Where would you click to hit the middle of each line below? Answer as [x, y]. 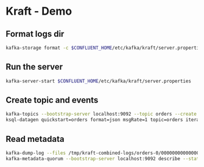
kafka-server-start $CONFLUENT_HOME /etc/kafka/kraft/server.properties [98, 81]
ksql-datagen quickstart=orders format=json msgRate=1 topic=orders [94, 120]
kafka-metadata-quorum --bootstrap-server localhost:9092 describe [93, 158]
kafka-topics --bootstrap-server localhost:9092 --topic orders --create [101, 114]
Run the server [34, 67]
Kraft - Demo [39, 11]
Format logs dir [35, 34]
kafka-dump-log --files [36, 153]
